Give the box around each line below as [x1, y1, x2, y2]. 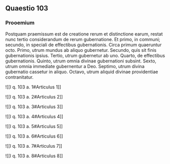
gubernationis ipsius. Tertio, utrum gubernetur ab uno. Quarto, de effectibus [5, 52, 165, 58]
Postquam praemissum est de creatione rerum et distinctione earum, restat [5, 30, 163, 37]
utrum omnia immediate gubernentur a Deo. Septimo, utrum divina [5, 63, 144, 69]
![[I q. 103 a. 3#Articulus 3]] [5, 104, 63, 110]
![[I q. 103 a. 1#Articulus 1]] [5, 84, 61, 90]
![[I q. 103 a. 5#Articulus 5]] [5, 123, 63, 129]
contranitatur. [5, 74, 34, 80]
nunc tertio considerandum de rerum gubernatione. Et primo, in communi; [5, 36, 161, 42]
